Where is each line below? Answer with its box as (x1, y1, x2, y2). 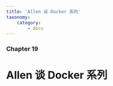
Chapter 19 (6, 45, 39, 53)
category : (17, 20, 42, 26)
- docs (27, 25, 44, 31)
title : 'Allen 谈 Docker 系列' (6, 8, 81, 15)
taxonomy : (6, 14, 31, 20)
